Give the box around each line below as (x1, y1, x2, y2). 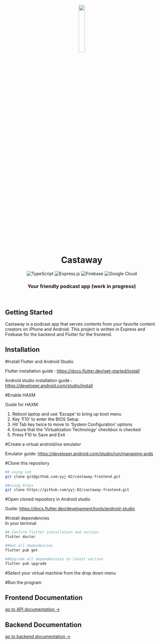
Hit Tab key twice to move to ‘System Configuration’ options (12, 421, 133, 427)
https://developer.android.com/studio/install (5, 382, 93, 388)
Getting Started (5, 308, 53, 316)
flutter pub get (5, 547, 38, 553)
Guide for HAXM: (5, 401, 39, 407)
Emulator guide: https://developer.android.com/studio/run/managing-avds (5, 451, 154, 457)
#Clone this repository (5, 460, 50, 466)
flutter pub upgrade (5, 561, 47, 566)
